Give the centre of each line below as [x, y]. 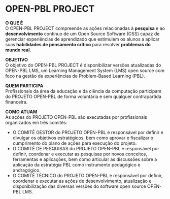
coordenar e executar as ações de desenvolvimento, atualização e [82, 181]
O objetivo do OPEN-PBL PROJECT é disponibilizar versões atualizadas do [83, 65]
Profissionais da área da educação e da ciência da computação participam [83, 91]
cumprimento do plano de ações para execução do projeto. [75, 143]
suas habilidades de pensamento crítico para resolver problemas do [78, 44]
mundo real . [18, 50]
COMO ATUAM [21, 112]
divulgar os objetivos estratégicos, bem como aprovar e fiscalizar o [83, 138]
